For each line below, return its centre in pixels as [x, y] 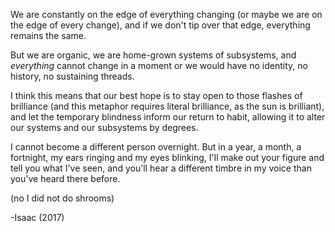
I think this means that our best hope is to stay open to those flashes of [156, 95]
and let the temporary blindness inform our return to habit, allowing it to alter [168, 117]
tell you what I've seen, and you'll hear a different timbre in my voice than [161, 168]
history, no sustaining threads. [72, 76]
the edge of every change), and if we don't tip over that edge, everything [160, 25]
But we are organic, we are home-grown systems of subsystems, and [153, 55]
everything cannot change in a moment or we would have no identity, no [159, 65]
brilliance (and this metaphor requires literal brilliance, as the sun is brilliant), [167, 106]
